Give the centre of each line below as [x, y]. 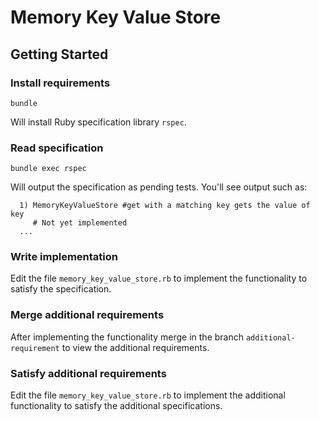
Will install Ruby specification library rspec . [98, 122]
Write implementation [64, 257]
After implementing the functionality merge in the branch [127, 337]
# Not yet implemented [80, 223]
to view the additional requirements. [135, 347]
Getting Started [59, 54]
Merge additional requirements [87, 315]
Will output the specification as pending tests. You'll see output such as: [159, 187]
